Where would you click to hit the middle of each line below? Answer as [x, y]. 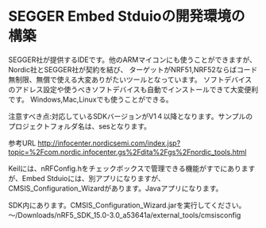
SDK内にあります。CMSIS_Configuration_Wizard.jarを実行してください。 [127, 205]
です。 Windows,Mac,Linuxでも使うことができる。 [91, 99]
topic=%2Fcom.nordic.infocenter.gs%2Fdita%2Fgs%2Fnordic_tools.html [127, 152]
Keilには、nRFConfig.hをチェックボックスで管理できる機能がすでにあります [132, 168]
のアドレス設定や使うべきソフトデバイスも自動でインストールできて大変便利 [133, 89]
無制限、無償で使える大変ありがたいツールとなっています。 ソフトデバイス [130, 79]
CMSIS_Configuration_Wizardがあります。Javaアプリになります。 [116, 188]
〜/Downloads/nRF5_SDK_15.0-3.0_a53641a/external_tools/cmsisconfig [125, 214]
